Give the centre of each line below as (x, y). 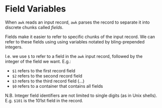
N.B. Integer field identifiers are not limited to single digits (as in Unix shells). (81, 95)
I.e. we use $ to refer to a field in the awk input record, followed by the (74, 56)
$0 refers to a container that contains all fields (57, 86)
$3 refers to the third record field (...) (48, 81)
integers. (14, 47)
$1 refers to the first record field (44, 70)
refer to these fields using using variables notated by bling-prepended (75, 41)
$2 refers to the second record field (47, 76)
